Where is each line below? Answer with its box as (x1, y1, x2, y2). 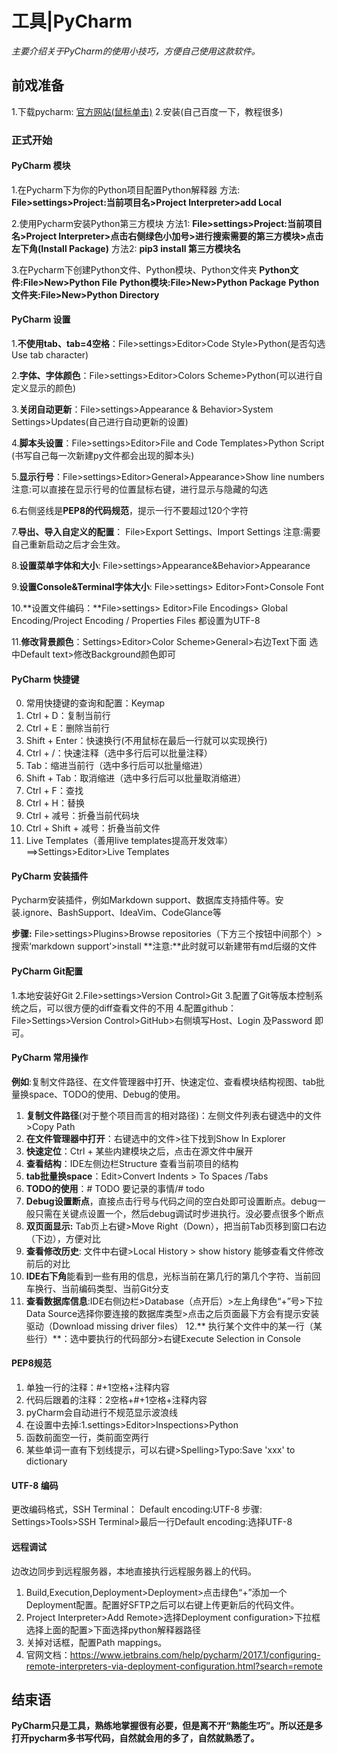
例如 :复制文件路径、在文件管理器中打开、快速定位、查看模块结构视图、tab (11, 1075, 317, 1087)
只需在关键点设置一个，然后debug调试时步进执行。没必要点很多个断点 (34, 1207, 324, 1219)
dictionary (25, 1455, 68, 1467)
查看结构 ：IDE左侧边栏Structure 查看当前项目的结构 (25, 1157, 239, 1169)
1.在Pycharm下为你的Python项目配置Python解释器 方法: (11, 183, 241, 196)
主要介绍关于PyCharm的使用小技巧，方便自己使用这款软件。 (11, 45, 261, 57)
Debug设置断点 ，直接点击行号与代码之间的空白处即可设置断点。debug (25, 1195, 318, 1207)
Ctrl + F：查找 (25, 785, 84, 797)
